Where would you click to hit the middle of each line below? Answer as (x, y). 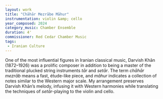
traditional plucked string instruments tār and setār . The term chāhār (75, 70)
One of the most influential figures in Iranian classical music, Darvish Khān (80, 60)
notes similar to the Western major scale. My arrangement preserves (74, 81)
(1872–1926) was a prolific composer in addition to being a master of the (78, 65)
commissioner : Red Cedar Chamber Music (46, 37)
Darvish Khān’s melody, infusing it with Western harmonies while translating (82, 86)
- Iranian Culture (26, 46)
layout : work (18, 10)
